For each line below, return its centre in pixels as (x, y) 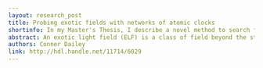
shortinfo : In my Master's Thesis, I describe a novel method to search (129, 30)
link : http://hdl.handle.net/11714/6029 (75, 52)
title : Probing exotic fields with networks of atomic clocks (112, 23)
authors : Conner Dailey (47, 45)
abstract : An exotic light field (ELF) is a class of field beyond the (127, 37)
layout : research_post (45, 15)
